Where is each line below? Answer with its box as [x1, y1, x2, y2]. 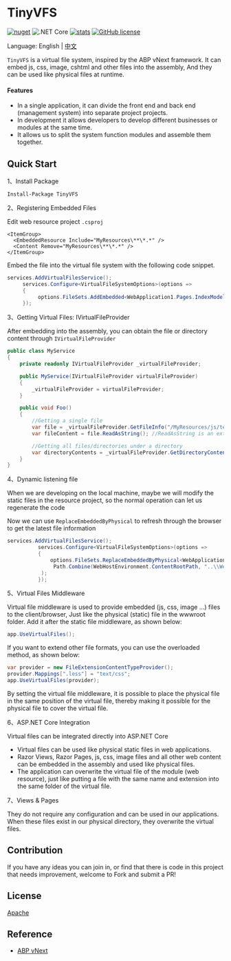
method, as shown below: [7, 651, 80, 659]
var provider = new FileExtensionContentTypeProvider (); [7, 664, 174, 671]
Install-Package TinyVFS [7, 191, 78, 198]
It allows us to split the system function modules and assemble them [16, 131, 211, 139]
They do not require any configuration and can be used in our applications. [7, 809, 219, 818]
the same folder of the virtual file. [16, 782, 112, 790]
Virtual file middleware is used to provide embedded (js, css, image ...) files [7, 603, 221, 611]
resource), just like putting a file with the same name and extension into [16, 774, 219, 783]
